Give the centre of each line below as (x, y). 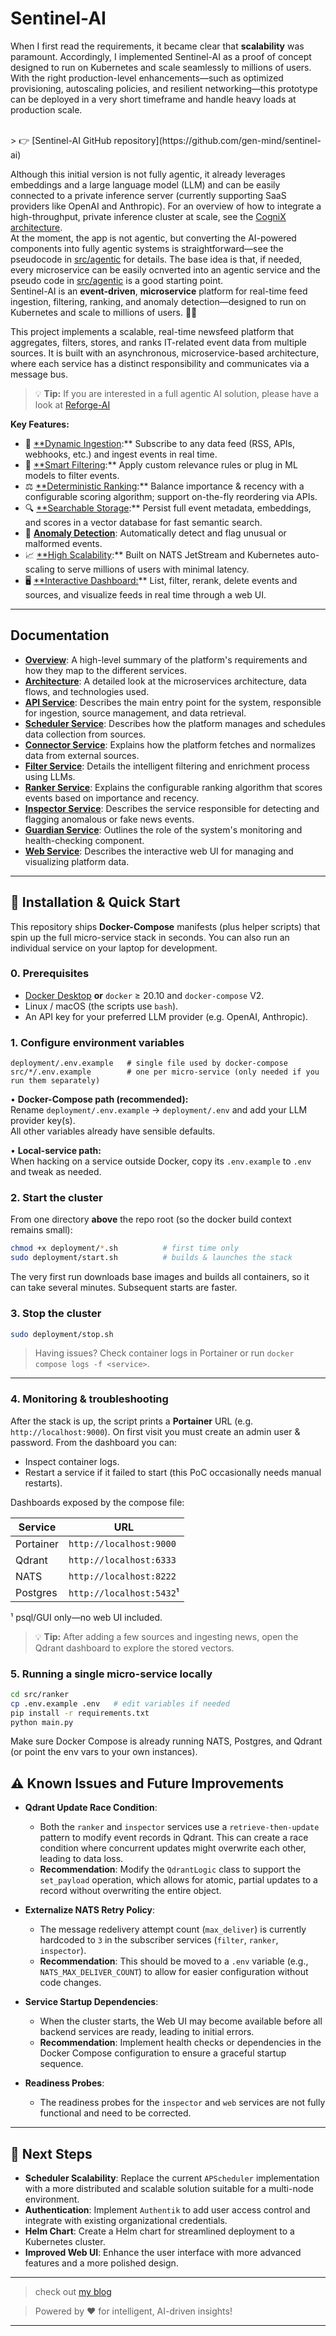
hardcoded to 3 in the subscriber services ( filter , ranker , (159, 1940)
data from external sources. (82, 755)
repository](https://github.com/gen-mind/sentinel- (217, 140)
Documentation (60, 635)
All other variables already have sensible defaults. (113, 1131)
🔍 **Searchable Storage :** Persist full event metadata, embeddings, (168, 508)
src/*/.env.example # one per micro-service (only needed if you (165, 1072)
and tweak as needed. (56, 1172)
